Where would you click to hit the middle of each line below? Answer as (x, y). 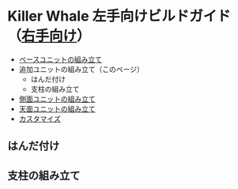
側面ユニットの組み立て (57, 99)
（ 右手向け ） (49, 36)
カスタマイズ (40, 119)
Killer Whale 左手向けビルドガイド (119, 16)
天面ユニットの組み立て (57, 108)
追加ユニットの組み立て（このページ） (81, 69)
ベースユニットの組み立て (60, 59)
